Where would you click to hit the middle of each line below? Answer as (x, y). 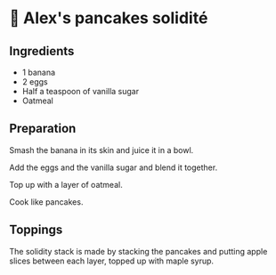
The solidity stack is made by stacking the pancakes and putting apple (138, 251)
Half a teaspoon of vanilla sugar (81, 91)
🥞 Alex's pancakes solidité (109, 18)
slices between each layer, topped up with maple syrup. (112, 261)
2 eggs (35, 82)
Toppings (36, 230)
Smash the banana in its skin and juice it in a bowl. (101, 150)
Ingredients (42, 51)
